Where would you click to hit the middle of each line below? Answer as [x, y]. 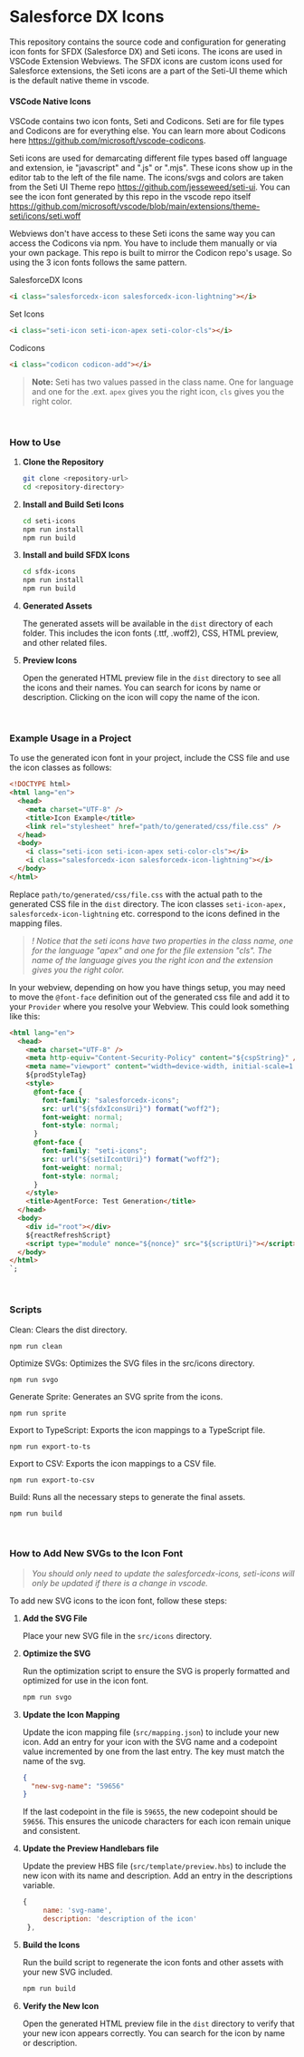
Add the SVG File [55, 1618]
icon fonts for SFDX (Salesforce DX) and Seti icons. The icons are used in [146, 51]
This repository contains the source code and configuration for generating [148, 42]
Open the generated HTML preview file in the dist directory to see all [152, 678]
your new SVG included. [67, 1972]
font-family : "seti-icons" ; [95, 1151]
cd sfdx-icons [49, 572]
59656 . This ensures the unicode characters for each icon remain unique [157, 1821]
